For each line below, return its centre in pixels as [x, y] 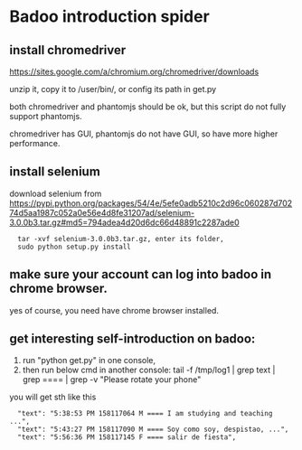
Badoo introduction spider [109, 17]
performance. [35, 143]
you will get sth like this [53, 397]
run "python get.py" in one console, [89, 361]
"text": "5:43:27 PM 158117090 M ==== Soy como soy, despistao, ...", [153, 430]
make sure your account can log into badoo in [141, 274]
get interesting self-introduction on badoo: [132, 339]
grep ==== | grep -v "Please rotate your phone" [112, 380]
